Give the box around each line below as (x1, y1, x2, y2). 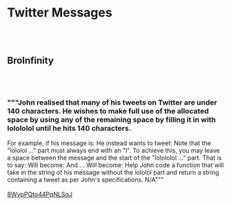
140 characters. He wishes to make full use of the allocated (7, 106, 209, 116)
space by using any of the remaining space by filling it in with (7, 115, 216, 125)
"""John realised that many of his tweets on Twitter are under (7, 98, 217, 107)
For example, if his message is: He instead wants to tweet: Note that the (7, 139, 212, 147)
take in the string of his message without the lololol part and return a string (7, 169, 219, 177)
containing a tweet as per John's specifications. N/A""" (7, 175, 164, 184)
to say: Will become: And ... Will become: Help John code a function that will (7, 161, 224, 169)
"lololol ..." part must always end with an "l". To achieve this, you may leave (7, 147, 221, 155)
